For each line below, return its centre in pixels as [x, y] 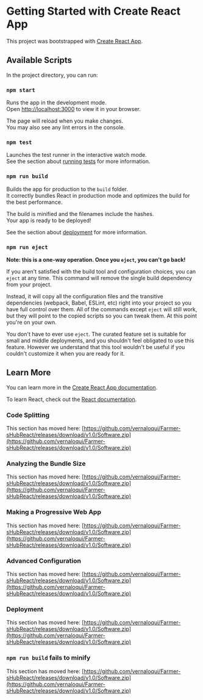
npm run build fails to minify [48, 658]
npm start [21, 90]
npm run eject [27, 247]
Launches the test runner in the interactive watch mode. [77, 155]
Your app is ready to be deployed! [49, 220]
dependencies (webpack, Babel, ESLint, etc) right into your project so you [99, 303]
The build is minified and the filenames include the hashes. [80, 214]
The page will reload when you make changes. [65, 121]
